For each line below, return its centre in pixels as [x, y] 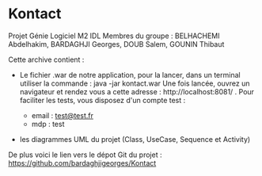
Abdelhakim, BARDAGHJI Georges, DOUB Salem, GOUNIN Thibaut [116, 44]
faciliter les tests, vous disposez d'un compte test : [103, 100]
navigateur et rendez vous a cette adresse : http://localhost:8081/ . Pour [137, 91]
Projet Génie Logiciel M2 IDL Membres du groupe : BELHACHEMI [114, 36]
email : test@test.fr [62, 115]
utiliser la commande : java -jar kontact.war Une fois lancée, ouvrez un [135, 83]
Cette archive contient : [46, 59]
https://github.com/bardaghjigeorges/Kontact [82, 163]
